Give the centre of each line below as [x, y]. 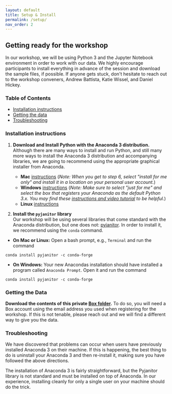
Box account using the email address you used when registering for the [81, 309]
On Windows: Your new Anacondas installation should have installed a [88, 265]
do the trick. [18, 387]
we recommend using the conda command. [58, 230]
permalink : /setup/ [26, 20]
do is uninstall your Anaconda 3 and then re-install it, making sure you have [85, 355]
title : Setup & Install [31, 15]
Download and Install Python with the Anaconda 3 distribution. [81, 145]
